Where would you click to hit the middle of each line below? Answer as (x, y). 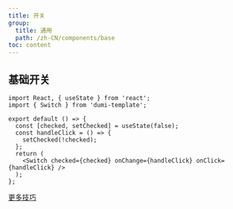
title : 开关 (27, 15)
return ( (30, 153)
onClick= (210, 161)
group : (19, 23)
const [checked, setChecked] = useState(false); (97, 126)
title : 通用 (34, 30)
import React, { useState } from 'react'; (79, 98)
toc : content (30, 45)
